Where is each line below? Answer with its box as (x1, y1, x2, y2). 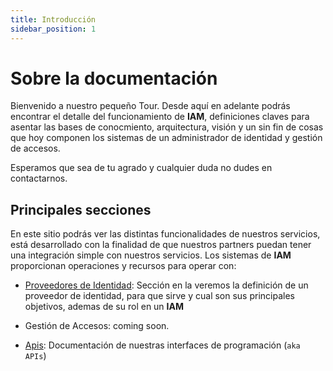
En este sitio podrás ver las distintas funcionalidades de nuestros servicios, (10, 228, 321, 240)
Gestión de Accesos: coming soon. (24, 320, 170, 332)
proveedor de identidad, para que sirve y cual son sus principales (24, 290, 295, 302)
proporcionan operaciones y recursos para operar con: (10, 260, 237, 272)
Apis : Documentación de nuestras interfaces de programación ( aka (24, 339, 301, 351)
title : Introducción (10, 14, 97, 25)
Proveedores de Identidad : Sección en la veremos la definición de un (24, 279, 309, 291)
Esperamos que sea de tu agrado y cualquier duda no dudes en (10, 162, 273, 174)
